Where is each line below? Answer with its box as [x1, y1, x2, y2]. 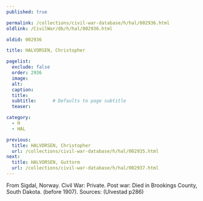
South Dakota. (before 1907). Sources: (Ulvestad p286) [6, 188, 144, 195]
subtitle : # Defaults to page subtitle [12, 98, 126, 104]
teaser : [12, 104, 32, 110]
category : [6, 115, 32, 121]
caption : [12, 86, 34, 93]
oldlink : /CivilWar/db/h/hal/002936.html [6, 26, 113, 32]
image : [12, 75, 29, 81]
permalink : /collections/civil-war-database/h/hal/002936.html [6, 19, 170, 26]
